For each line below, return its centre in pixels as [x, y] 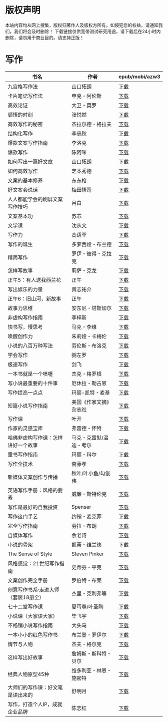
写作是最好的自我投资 [33, 507]
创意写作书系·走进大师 [33, 590]
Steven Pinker [88, 554]
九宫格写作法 [23, 87]
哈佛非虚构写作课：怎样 [35, 438]
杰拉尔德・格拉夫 [92, 124]
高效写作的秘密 [25, 124]
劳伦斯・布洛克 [89, 345]
